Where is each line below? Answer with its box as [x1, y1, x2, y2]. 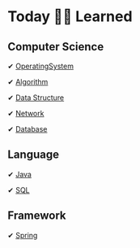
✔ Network [7, 109, 45, 118]
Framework [7, 209, 66, 223]
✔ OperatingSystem [7, 61, 74, 71]
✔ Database [7, 124, 48, 133]
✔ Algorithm [7, 77, 49, 86]
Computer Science [7, 40, 104, 54]
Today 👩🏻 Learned [7, 7, 133, 26]
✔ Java [7, 169, 32, 179]
